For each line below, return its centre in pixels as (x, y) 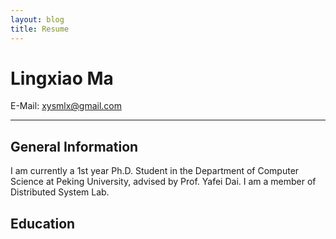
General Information (74, 146)
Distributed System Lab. (60, 192)
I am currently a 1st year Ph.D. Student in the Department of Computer (155, 171)
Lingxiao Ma (62, 78)
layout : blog (37, 19)
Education (43, 223)
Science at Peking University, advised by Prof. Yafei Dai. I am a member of (163, 182)
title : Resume (40, 29)
